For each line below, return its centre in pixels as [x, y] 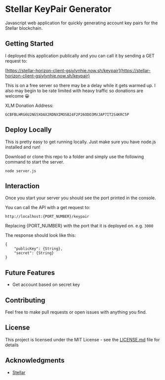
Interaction [22, 186]
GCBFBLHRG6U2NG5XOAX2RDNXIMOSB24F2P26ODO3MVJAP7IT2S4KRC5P [67, 114]
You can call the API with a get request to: [48, 208]
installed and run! [23, 147]
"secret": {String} [34, 253]
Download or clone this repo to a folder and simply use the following [75, 157]
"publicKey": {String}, [39, 249]
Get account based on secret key [46, 285]
